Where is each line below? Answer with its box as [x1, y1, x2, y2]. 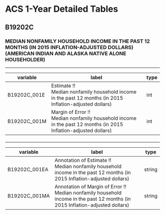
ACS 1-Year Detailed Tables [5, 3, 118, 15]
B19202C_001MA [7, 192, 50, 199]
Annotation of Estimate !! [55, 157, 111, 163]
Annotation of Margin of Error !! [55, 183, 127, 190]
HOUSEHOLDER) [5, 56, 46, 63]
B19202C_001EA [7, 166, 49, 173]
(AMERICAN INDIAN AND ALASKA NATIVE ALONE [5, 50, 127, 57]
